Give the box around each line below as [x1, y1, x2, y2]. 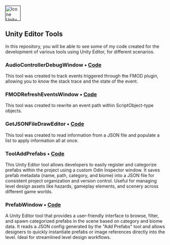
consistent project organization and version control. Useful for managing [5, 178, 157, 184]
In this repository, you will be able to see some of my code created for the [5, 43, 160, 49]
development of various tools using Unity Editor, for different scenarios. [5, 49, 155, 55]
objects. [5, 108, 22, 114]
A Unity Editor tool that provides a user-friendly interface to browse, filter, [5, 213, 159, 219]
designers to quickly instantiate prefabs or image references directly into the [5, 229, 165, 235]
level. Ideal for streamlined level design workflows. [5, 234, 111, 240]
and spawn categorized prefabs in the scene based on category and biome [5, 218, 163, 224]
